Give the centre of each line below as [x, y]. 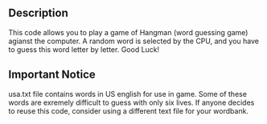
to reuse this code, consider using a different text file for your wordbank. [129, 110]
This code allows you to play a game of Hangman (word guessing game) [128, 32]
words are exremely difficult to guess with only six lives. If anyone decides [131, 102]
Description [38, 13]
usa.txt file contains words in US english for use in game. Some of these [128, 94]
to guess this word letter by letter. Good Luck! [84, 49]
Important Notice [52, 75]
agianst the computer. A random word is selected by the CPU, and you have [134, 41]
